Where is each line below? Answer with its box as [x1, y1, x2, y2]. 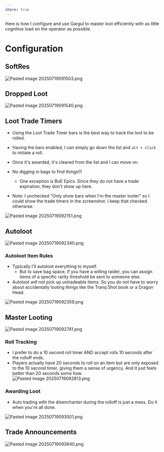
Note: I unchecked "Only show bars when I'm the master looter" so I [12, 193, 150, 199]
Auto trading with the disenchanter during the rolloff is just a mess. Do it [12, 399, 158, 405]
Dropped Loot [5, 90, 48, 98]
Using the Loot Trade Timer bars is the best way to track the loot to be [12, 130, 154, 136]
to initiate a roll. [12, 150, 44, 156]
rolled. [12, 135, 25, 141]
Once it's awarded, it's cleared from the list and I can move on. [12, 159, 139, 165]
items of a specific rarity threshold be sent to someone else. [19, 274, 141, 280]
